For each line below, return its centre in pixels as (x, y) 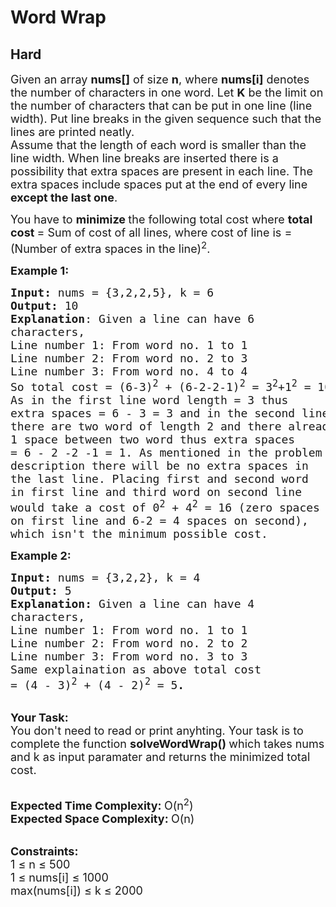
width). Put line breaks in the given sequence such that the (166, 119)
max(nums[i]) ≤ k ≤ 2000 (76, 891)
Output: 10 (44, 306)
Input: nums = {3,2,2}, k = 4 (105, 578)
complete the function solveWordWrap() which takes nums (167, 744)
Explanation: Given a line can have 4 (132, 604)
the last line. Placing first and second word (159, 479)
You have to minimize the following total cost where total (161, 219)
